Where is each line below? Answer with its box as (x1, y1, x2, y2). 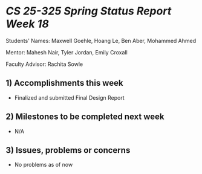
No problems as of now (14, 161, 73, 169)
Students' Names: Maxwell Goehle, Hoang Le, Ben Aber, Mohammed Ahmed (5, 37, 197, 44)
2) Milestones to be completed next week (5, 112, 165, 122)
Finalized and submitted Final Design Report (14, 94, 125, 101)
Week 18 (5, 17, 49, 31)
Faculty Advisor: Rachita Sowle (5, 60, 83, 68)
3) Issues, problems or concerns (5, 145, 131, 155)
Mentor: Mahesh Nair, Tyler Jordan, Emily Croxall (5, 48, 128, 56)
